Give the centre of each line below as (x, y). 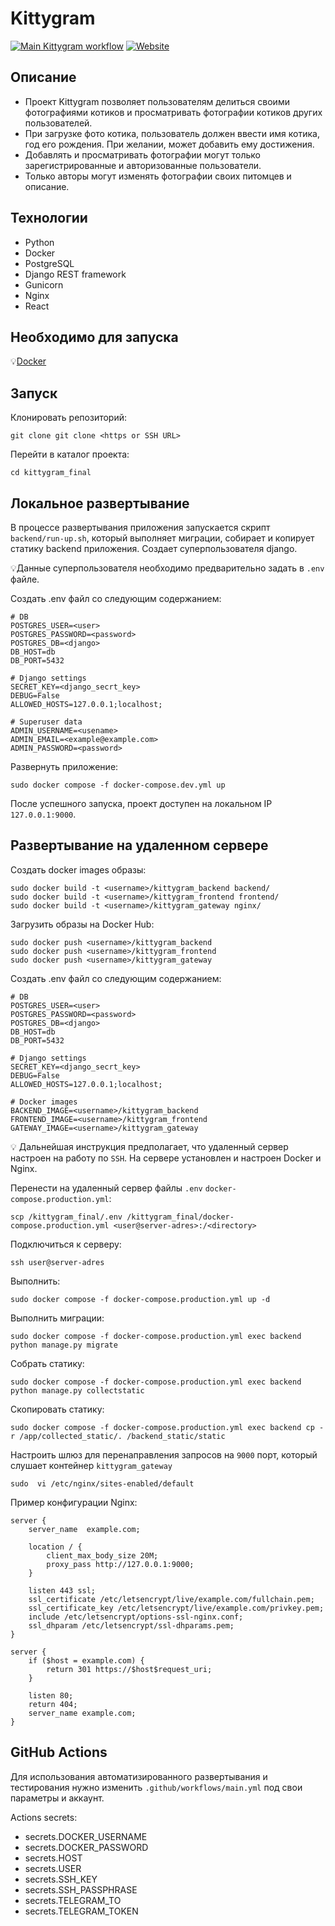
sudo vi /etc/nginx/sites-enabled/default (102, 1483)
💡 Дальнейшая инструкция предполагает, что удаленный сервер (149, 1146)
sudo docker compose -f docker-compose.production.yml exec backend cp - (167, 1427)
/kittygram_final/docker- (180, 1217)
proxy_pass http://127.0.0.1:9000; (120, 1564)
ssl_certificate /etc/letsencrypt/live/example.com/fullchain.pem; (171, 1599)
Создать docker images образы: (78, 869)
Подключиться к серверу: (66, 1244)
